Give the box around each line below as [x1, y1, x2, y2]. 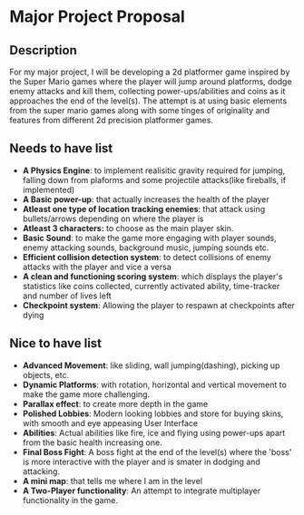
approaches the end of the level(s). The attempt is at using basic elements [9, 95, 288, 106]
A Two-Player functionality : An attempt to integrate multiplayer [22, 485, 261, 496]
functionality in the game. [22, 494, 118, 505]
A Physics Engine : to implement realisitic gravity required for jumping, [22, 165, 286, 176]
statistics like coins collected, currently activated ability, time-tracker [22, 280, 280, 291]
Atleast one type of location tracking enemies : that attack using [22, 203, 266, 214]
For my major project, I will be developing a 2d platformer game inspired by [9, 66, 290, 77]
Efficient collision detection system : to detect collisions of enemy [22, 251, 272, 262]
